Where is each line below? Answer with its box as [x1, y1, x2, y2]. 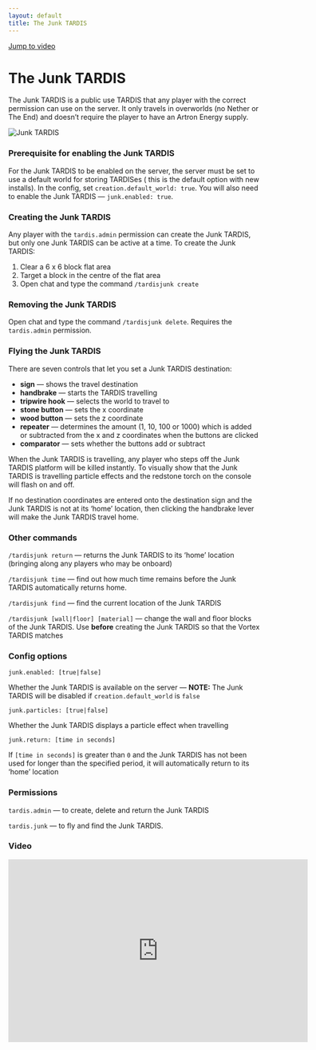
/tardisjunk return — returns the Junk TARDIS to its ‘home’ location [8, 550, 235, 559]
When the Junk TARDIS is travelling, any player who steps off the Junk [8, 454, 240, 463]
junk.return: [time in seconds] [8, 736, 116, 744]
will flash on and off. [8, 479, 75, 489]
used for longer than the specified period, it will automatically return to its [8, 758, 250, 768]
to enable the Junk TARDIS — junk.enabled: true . [8, 191, 174, 201]
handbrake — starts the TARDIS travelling [19, 388, 158, 397]
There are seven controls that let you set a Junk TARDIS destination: [8, 364, 232, 373]
